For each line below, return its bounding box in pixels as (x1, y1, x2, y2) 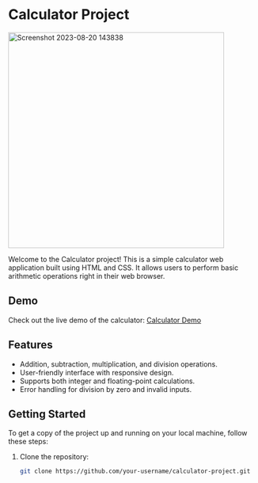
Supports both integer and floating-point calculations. (19, 376, 195, 386)
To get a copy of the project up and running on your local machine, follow (8, 428, 248, 438)
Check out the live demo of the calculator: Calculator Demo (8, 315, 202, 325)
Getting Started (8, 407, 86, 420)
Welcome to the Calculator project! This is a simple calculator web (8, 254, 224, 264)
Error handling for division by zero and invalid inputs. (19, 384, 192, 394)
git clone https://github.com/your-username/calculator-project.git (19, 467, 251, 476)
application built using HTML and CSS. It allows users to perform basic (8, 263, 239, 272)
